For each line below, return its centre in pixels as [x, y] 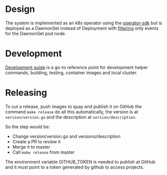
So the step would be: [28, 127]
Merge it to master [31, 147]
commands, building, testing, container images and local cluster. [71, 73]
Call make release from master [43, 152]
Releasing [26, 93]
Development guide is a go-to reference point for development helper [77, 67]
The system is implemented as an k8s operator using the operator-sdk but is [84, 23]
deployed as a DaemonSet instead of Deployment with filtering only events [82, 28]
